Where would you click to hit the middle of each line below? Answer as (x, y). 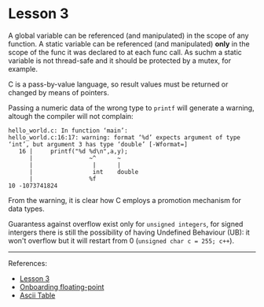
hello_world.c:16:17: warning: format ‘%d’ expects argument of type (125, 137)
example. (23, 68)
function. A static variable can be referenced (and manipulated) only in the (129, 43)
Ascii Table (37, 295)
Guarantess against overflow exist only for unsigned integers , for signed (126, 224)
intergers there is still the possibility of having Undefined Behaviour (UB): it (129, 232)
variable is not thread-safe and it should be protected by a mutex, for (120, 61)
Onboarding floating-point (62, 287)
